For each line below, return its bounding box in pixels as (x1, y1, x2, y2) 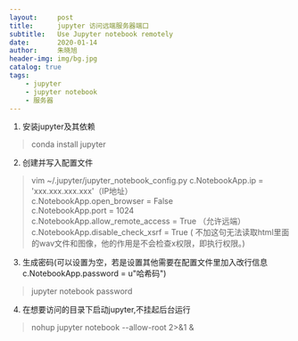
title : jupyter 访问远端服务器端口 (9, 21, 150, 30)
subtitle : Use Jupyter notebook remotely (9, 29, 174, 38)
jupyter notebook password (30, 286, 133, 296)
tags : (9, 71, 29, 80)
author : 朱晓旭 (9, 46, 78, 55)
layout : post (9, 12, 74, 22)
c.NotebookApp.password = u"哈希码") (21, 268, 167, 279)
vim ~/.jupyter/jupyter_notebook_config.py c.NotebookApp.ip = (30, 175, 264, 186)
